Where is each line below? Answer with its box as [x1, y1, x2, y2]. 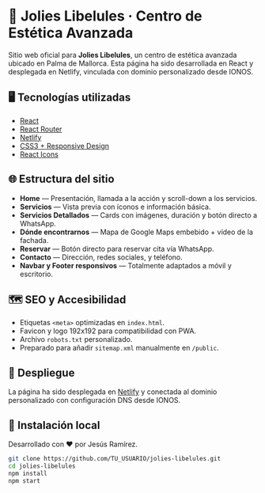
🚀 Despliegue [8, 366, 75, 379]
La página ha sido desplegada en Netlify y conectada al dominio [8, 387, 218, 396]
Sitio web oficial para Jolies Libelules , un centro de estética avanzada [8, 50, 237, 59]
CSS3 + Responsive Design [19, 141, 109, 150]
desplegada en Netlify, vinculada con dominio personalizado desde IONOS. [8, 66, 254, 76]
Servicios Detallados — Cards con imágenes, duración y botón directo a [19, 210, 258, 220]
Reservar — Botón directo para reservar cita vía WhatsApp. [19, 244, 215, 253]
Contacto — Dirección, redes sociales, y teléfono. [19, 252, 184, 262]
